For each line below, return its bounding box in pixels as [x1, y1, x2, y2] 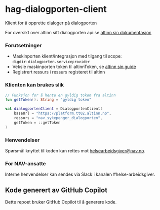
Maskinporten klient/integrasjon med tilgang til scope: [12, 53, 122, 59]
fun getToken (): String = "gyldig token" [5, 97, 92, 102]
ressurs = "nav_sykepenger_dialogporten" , [14, 116, 103, 121]
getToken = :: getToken [14, 120, 61, 125]
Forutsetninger [5, 42, 42, 49]
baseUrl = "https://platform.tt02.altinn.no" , [14, 111, 112, 116]
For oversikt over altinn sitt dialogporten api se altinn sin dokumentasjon [5, 29, 152, 35]
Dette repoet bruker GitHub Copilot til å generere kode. [5, 199, 117, 205]
